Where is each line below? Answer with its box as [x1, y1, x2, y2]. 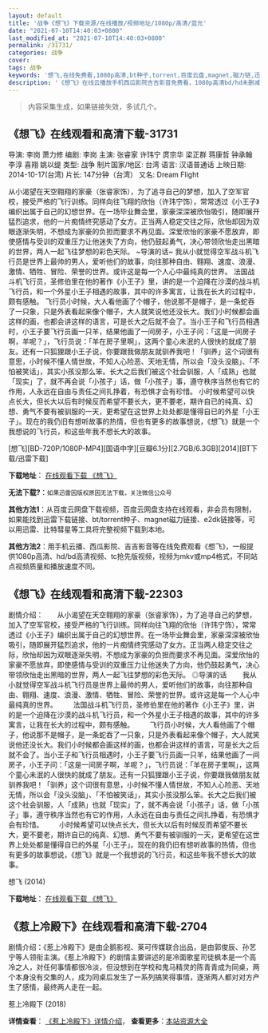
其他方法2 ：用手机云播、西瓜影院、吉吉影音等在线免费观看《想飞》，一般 [8, 541, 247, 552]
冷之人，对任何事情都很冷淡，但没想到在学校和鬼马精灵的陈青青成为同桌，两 [8, 962, 260, 971]
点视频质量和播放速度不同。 [8, 561, 100, 572]
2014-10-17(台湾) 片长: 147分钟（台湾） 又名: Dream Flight [8, 170, 199, 180]
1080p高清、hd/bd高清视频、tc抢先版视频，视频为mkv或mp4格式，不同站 [14, 552, 258, 561]
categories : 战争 [8, 49, 64, 57]
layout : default [8, 11, 62, 20]
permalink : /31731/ [8, 42, 73, 50]
